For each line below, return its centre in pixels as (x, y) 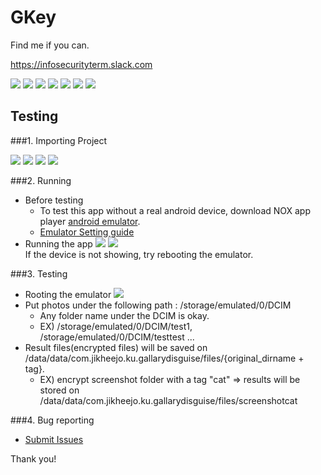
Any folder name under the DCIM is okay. (124, 315)
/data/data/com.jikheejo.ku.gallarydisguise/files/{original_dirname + (164, 358)
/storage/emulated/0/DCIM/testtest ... (117, 337)
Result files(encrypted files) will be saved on (116, 347)
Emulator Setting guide (87, 232)
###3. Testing (39, 273)
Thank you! (33, 458)
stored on (59, 390)
